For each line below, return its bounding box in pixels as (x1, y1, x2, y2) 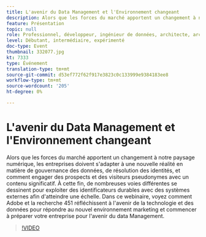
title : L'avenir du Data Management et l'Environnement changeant (6, 9, 180, 15)
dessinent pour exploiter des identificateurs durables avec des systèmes (6, 186, 190, 194)
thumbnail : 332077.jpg (6, 49, 64, 55)
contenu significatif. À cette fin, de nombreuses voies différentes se (6, 179, 178, 187)
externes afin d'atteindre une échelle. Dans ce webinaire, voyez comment (6, 192, 193, 200)
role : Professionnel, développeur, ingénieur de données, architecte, (6, 32, 191, 38)
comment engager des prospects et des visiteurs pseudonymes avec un (6, 173, 189, 181)
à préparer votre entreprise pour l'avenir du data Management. (6, 212, 165, 219)
